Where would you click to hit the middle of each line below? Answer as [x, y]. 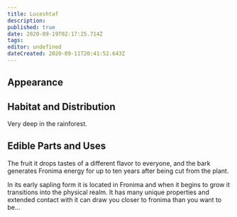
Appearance [35, 83]
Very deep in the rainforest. [47, 124]
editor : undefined [34, 47]
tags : [15, 41]
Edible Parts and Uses [57, 146]
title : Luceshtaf [33, 14]
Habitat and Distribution [61, 106]
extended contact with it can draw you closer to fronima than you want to [115, 199]
